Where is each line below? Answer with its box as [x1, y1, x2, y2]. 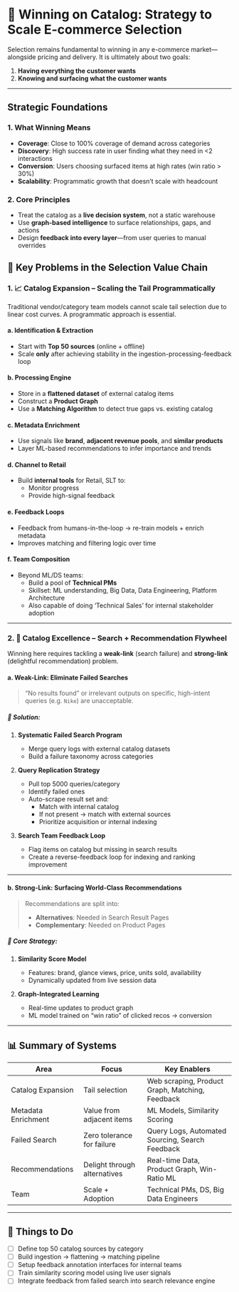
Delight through [83, 1160, 136, 1170]
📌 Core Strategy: [7, 937, 58, 946]
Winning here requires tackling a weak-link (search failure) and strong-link [7, 650, 228, 658]
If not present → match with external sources [38, 810, 171, 818]
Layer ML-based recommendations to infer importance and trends [17, 444, 212, 453]
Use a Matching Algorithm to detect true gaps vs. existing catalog [17, 405, 213, 413]
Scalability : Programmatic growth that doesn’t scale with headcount [17, 177, 218, 185]
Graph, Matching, [147, 1085, 205, 1095]
